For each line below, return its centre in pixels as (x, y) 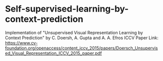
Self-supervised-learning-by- (67, 9)
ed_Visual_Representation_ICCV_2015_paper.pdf (53, 53)
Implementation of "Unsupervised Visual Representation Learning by (74, 32)
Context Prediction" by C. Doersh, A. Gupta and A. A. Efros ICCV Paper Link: (82, 38)
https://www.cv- (21, 43)
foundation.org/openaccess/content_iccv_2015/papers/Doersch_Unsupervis (81, 48)
